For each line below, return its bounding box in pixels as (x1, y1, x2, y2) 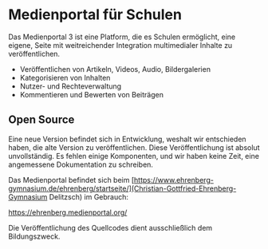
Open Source (8, 113, 75, 127)
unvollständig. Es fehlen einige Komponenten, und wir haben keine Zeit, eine (8, 151, 259, 160)
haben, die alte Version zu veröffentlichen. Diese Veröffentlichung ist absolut (8, 142, 260, 152)
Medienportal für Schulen (8, 6, 182, 24)
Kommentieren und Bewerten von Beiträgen (19, 89, 164, 99)
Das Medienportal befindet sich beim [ (8, 175, 135, 184)
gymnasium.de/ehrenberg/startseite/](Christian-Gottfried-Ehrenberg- (8, 184, 237, 193)
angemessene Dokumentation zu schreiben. (8, 160, 154, 169)
